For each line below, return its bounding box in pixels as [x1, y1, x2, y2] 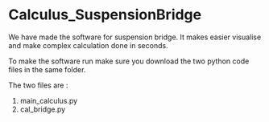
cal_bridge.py [19, 104, 66, 114]
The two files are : [8, 80, 68, 90]
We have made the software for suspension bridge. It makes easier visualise [8, 32, 262, 42]
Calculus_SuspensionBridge [8, 6, 202, 24]
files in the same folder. [8, 64, 86, 74]
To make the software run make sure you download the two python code [8, 56, 250, 66]
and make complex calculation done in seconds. [8, 40, 168, 50]
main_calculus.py [19, 96, 78, 105]
